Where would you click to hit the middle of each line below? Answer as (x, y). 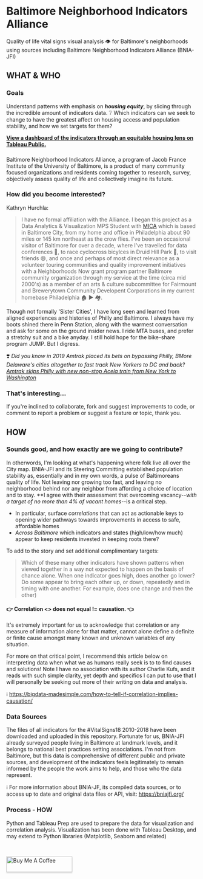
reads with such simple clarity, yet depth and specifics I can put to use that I (101, 675)
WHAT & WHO (34, 76)
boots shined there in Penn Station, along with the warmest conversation (97, 324)
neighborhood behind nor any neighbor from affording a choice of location (99, 488)
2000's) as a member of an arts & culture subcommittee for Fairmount (109, 284)
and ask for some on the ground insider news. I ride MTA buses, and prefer (100, 331)
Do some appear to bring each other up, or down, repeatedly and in (105, 582)
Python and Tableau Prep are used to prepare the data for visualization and (100, 823)
